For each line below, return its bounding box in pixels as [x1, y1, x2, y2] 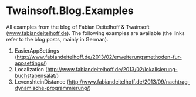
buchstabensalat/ [14, 72, 57, 79]
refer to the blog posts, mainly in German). [6, 36, 109, 43]
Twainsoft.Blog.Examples [6, 4, 134, 18]
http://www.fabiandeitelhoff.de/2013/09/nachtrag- [68, 78, 190, 85]
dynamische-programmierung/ [14, 84, 89, 91]
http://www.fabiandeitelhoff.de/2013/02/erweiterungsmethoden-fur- [16, 53, 182, 60]
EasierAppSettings [14, 47, 60, 54]
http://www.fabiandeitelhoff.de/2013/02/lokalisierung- [47, 65, 178, 72]
